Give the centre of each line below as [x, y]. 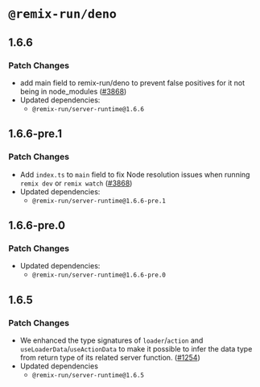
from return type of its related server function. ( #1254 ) [110, 357]
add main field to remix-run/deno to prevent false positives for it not [132, 82]
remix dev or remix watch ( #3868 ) [76, 183]
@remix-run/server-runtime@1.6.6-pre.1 [99, 201]
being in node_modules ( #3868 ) [73, 91]
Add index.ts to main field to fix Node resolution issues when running [135, 174]
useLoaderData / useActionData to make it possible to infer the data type [136, 348]
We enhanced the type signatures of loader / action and [111, 340]
